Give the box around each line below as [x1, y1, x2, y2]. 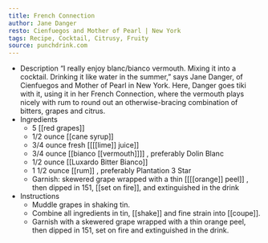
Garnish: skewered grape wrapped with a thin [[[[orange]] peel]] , [31, 174, 249, 184]
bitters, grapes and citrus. [19, 106, 106, 116]
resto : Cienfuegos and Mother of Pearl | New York [8, 26, 181, 34]
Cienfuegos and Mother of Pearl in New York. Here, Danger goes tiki [19, 81, 246, 91]
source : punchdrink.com [8, 42, 88, 50]
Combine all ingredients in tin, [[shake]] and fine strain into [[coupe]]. [31, 209, 261, 218]
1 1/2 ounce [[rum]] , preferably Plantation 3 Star [31, 166, 192, 176]
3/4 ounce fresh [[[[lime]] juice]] [31, 140, 140, 150]
